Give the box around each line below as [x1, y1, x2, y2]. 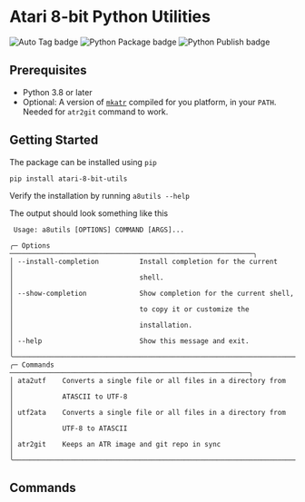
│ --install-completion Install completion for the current [9, 257, 279, 266]
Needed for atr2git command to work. [22, 106, 169, 117]
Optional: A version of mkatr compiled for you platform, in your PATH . [22, 96, 277, 107]
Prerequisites [9, 63, 87, 78]
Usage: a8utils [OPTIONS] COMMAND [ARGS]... [13, 225, 184, 234]
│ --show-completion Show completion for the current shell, [9, 289, 295, 298]
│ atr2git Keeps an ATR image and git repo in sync [9, 439, 221, 448]
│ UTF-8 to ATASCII [9, 424, 128, 433]
